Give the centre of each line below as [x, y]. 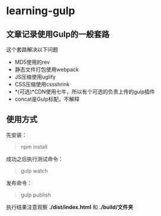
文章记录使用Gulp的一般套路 [58, 34]
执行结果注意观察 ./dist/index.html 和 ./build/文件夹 [70, 207]
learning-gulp [41, 11]
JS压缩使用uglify [35, 77]
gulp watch [34, 170]
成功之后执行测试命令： [35, 159]
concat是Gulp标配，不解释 [47, 99]
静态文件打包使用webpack [46, 70]
